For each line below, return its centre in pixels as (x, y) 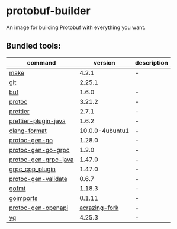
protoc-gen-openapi (39, 208)
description (152, 62)
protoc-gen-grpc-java (41, 160)
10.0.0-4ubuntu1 (104, 131)
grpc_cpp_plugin (33, 169)
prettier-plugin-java (38, 121)
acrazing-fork (99, 208)
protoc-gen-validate (38, 179)
